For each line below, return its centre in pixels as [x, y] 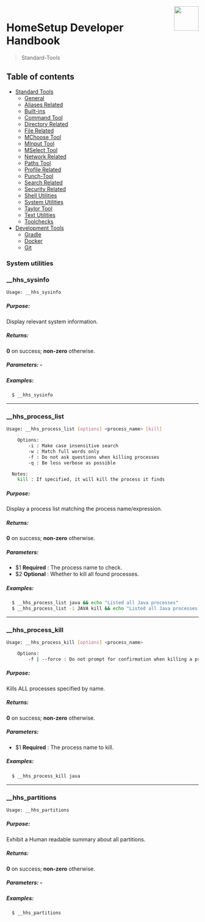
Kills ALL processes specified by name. [56, 688]
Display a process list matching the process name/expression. [85, 509]
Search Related [43, 182]
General [34, 98]
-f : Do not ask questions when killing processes [94, 457]
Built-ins [35, 111]
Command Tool [43, 117]
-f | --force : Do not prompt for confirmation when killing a [110, 659]
